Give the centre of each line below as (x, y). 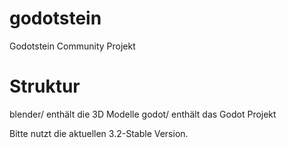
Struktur (45, 86)
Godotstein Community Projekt (72, 46)
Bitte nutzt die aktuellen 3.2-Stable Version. (99, 133)
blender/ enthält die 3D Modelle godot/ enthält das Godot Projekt (143, 114)
